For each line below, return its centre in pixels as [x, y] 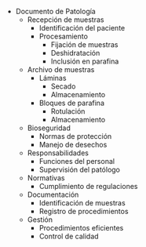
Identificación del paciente [82, 28]
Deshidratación [75, 53]
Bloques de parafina [71, 103]
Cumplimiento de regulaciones [88, 186]
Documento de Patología [55, 11]
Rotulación [68, 111]
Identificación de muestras [82, 203]
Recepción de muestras [66, 20]
